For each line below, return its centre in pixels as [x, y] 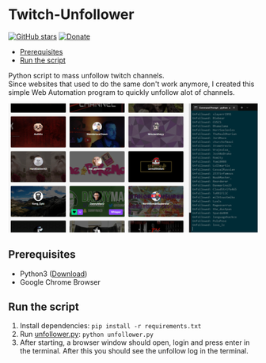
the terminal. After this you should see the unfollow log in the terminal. [134, 351]
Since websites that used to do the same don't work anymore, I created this [131, 84]
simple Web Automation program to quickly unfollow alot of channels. [122, 92]
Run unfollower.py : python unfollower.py [87, 335]
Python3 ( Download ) [53, 274]
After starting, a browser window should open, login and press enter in [135, 342]
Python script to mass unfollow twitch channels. [86, 75]
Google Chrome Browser [60, 282]
